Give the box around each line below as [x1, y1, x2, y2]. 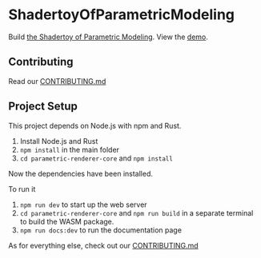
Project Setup [8, 100, 78, 113]
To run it [8, 184, 36, 193]
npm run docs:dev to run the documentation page [19, 225, 183, 235]
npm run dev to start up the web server [19, 200, 147, 209]
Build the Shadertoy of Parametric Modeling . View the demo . [8, 32, 208, 42]
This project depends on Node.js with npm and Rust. [8, 121, 182, 130]
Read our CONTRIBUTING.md [8, 76, 106, 85]
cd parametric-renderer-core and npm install [19, 153, 174, 163]
